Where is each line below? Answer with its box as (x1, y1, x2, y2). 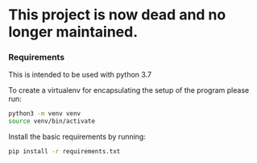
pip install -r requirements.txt (8, 148, 121, 156)
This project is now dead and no (8, 6, 226, 24)
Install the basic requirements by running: (8, 132, 147, 142)
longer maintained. (8, 23, 139, 41)
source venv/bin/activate (8, 117, 95, 126)
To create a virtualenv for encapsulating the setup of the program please (8, 86, 250, 95)
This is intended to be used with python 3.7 (8, 70, 151, 80)
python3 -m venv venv (8, 110, 81, 118)
